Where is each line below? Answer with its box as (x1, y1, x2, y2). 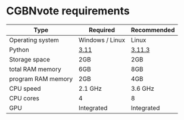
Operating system (9, 36, 60, 44)
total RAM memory (9, 64, 61, 73)
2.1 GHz (78, 84, 102, 93)
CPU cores (9, 94, 40, 102)
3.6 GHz (130, 84, 155, 93)
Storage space (9, 55, 51, 63)
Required (88, 26, 115, 34)
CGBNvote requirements (6, 4, 130, 18)
